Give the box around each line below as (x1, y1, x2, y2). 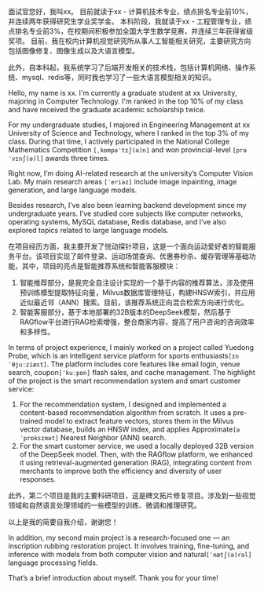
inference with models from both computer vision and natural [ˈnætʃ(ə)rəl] (8, 550, 252, 559)
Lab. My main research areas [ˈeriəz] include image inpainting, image (8, 177, 237, 186)
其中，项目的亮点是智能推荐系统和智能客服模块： (21, 261, 181, 271)
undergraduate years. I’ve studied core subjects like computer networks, (8, 209, 244, 218)
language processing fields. (8, 558, 98, 567)
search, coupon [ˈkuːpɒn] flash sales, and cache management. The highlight (8, 368, 255, 377)
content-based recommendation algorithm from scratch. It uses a (19, 408, 232, 417)
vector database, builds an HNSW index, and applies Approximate (19, 424, 233, 434)
